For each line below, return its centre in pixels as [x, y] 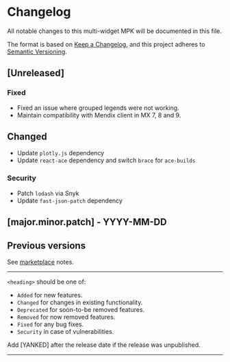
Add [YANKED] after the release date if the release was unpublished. [104, 345]
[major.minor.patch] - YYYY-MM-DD [87, 222]
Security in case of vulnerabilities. [65, 331]
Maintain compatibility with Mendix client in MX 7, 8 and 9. [99, 115]
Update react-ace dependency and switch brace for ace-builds [106, 160]
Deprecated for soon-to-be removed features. [81, 309]
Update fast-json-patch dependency [70, 201]
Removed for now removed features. [66, 317]
